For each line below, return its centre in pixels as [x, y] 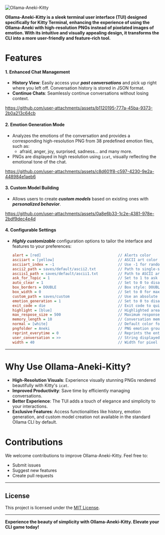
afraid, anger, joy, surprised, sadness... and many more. [76, 151]
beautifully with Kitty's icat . [41, 385]
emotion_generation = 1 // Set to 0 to [80, 301]
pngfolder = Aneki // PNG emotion [80, 329]
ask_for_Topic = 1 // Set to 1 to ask [85, 278]
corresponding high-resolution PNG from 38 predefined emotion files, [83, 141]
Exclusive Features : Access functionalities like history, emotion [76, 412]
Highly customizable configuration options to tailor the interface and [82, 241]
